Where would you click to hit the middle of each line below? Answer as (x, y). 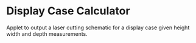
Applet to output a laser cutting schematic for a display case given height (98, 27)
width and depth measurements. (47, 33)
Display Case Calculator (68, 11)
